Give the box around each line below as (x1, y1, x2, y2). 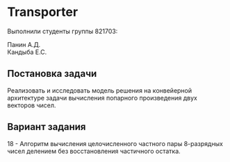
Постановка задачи (7, 68, 97, 80)
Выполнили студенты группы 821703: (7, 27, 118, 35)
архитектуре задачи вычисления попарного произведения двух (7, 93, 198, 102)
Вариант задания (7, 121, 86, 133)
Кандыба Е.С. (7, 48, 47, 56)
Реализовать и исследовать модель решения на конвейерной (7, 86, 192, 94)
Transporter (7, 4, 79, 20)
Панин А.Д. (7, 40, 41, 48)
